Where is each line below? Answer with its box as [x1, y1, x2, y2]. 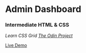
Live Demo [5, 42, 27, 48]
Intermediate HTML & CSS [5, 21, 70, 28]
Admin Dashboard [5, 3, 82, 15]
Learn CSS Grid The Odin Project [5, 32, 73, 38]
